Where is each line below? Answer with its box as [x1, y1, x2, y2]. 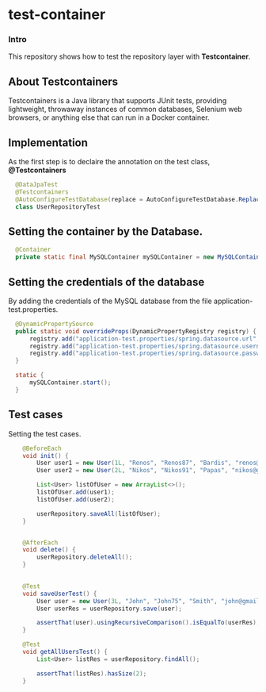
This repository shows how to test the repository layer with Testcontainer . [8, 52, 251, 61]
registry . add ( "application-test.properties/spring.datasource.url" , [28, 335, 260, 343]
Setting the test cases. [8, 429, 82, 438]
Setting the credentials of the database [8, 275, 205, 289]
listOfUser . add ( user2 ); [36, 495, 115, 503]
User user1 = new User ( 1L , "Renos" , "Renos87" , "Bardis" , [36, 459, 232, 467]
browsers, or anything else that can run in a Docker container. [8, 113, 210, 122]
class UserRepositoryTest [15, 202, 101, 211]
